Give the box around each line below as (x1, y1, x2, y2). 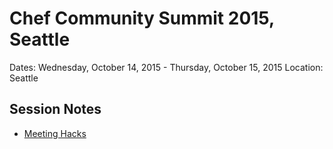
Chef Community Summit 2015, (9, 7, 275, 30)
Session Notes (9, 101, 102, 118)
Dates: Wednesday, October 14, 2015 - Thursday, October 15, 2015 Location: (9, 61, 324, 73)
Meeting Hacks (23, 127, 87, 139)
